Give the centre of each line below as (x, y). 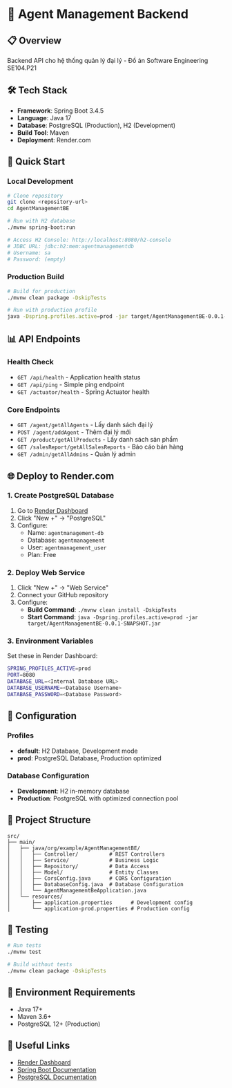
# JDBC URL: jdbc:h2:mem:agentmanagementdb (71, 246)
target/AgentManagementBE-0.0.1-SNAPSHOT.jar (94, 624)
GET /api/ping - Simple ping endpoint (70, 384)
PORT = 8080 (21, 675)
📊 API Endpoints (44, 339)
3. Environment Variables (50, 641)
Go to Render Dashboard (52, 510)
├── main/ (21, 842)
